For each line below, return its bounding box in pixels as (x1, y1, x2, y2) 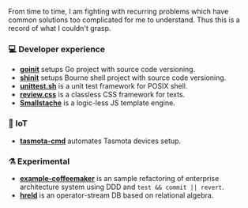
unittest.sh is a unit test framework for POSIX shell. (19, 81, 188, 91)
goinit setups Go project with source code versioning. (19, 65, 196, 74)
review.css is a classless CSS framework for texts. (19, 90, 186, 100)
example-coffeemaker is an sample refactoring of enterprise (19, 173, 220, 183)
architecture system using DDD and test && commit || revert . (19, 182, 225, 191)
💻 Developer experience (8, 43, 105, 55)
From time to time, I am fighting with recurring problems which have (8, 7, 229, 16)
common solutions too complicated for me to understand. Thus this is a (8, 15, 241, 25)
